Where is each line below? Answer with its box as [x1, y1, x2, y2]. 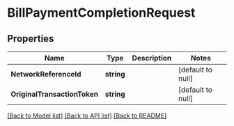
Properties [7, 33, 54, 45]
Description [132, 54, 172, 63]
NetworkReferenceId [10, 70, 81, 79]
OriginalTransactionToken [10, 89, 99, 99]
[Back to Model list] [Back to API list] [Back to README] [7, 111, 167, 120]
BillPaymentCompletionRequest [7, 5, 196, 21]
